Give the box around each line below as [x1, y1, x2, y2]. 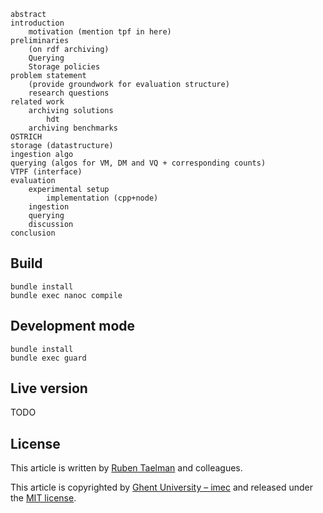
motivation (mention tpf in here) [28, 27, 172, 37]
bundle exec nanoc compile [10, 290, 123, 300]
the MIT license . [10, 492, 77, 504]
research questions [28, 88, 110, 98]
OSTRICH [10, 132, 43, 142]
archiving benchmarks [28, 123, 118, 133]
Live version [10, 380, 88, 397]
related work [10, 97, 65, 107]
